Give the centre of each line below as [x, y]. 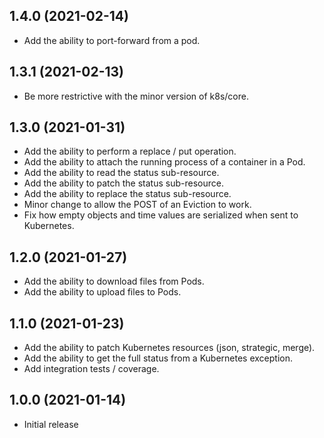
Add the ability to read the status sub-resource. [121, 173]
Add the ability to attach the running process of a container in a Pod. [164, 162]
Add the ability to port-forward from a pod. [112, 40]
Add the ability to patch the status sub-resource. [123, 183]
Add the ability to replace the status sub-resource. [127, 194]
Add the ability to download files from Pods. [114, 281]
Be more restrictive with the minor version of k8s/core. [136, 96]
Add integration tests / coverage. [91, 369]
